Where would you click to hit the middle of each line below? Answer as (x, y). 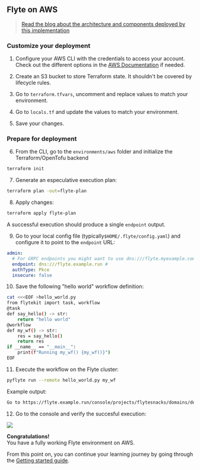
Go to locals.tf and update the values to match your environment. (97, 112)
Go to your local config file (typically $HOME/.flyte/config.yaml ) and (98, 236)
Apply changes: (34, 202)
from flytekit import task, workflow (53, 303)
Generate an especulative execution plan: (66, 180)
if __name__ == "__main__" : (42, 347)
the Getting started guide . (38, 460)
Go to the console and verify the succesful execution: (81, 414)
